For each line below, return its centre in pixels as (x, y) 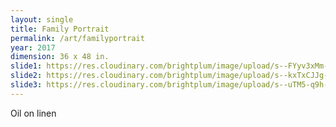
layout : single (42, 19)
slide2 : (26, 76)
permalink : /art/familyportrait (77, 38)
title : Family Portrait (60, 29)
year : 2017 (33, 47)
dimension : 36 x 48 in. (60, 57)
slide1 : (26, 66)
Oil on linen (33, 113)
